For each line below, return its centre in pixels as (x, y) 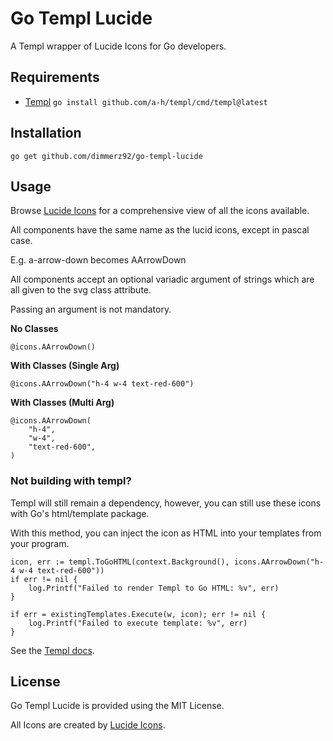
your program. (40, 543)
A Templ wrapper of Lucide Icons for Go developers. (118, 46)
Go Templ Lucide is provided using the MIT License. (117, 706)
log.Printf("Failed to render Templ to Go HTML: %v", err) (154, 588)
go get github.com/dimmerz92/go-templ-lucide (106, 156)
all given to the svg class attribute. (81, 290)
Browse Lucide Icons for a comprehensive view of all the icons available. (160, 211)
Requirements (55, 77)
